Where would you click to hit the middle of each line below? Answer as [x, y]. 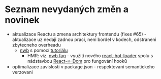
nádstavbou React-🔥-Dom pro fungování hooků [77, 61]
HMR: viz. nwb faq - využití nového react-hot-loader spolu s [90, 55]
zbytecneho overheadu [37, 45]
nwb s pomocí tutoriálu [44, 50]
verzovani [22, 72]
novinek [22, 20]
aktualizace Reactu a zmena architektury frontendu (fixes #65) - [79, 34]
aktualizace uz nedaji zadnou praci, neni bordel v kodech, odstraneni [84, 39]
